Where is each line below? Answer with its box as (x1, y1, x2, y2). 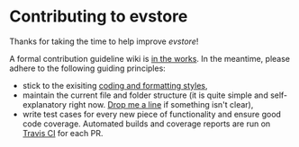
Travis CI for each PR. (22, 127, 104, 138)
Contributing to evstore (9, 6, 188, 27)
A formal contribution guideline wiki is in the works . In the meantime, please (9, 53, 291, 64)
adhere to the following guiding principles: (9, 63, 167, 73)
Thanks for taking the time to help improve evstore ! (9, 36, 199, 47)
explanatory (22, 99, 68, 109)
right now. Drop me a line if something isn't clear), (68, 99, 254, 109)
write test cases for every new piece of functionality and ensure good (22, 108, 282, 119)
